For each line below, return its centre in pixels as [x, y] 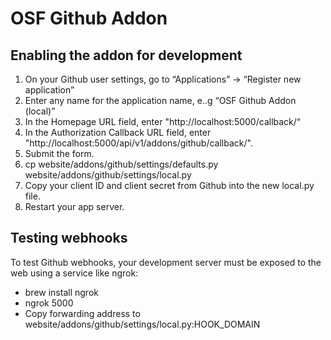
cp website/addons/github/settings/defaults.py [121, 164]
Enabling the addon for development [126, 55]
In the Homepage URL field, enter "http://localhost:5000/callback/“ [162, 121]
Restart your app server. [74, 206]
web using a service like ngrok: [74, 273]
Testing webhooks [69, 238]
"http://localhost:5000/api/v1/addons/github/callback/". [138, 143]
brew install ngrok [61, 292]
